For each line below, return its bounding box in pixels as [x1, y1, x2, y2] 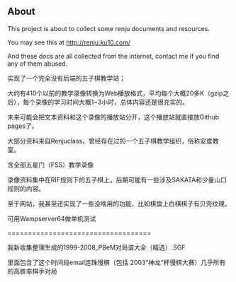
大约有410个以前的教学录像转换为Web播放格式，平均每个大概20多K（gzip [7, 88, 223, 98]
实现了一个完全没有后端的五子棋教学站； [7, 74, 125, 82]
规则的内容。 [7, 184, 45, 193]
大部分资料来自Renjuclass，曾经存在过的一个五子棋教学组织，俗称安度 [7, 136, 213, 145]
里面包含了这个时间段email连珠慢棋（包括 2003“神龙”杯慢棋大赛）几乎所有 [7, 258, 226, 266]
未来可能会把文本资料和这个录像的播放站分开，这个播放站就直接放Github [7, 112, 220, 121]
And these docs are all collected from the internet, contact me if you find [7, 52, 220, 60]
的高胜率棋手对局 [7, 266, 57, 275]
